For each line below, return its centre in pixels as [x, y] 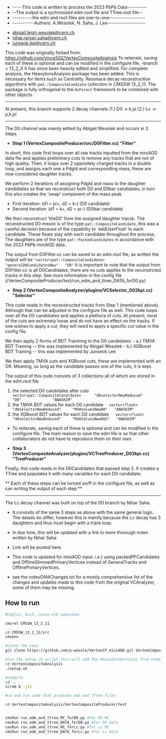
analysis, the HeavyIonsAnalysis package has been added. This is [72, 74]
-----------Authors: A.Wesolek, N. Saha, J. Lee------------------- [79, 23]
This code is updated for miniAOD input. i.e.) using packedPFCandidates [86, 557]
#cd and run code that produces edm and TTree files [61, 696]
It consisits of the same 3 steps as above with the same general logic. [83, 512]
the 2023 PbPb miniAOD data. [36, 245]
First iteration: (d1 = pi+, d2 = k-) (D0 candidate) [61, 203]
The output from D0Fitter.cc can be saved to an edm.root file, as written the [82, 254]
